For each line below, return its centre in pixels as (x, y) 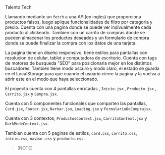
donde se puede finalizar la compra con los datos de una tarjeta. (71, 43)
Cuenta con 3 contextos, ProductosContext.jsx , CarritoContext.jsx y (76, 118)
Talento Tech (18, 7)
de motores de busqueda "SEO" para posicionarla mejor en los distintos (79, 63)
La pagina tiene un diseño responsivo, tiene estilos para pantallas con (76, 52)
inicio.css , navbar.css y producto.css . (45, 138)
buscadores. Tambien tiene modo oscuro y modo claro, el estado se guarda (82, 68)
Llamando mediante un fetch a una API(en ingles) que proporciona (73, 17)
